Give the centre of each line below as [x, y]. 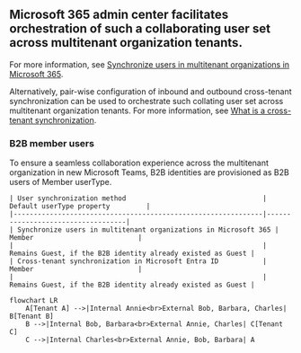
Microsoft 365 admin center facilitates [119, 15]
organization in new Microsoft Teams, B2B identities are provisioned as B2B [149, 172]
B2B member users [52, 143]
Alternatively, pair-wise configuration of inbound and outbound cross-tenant [150, 91]
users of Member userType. [61, 182]
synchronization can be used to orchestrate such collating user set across [146, 101]
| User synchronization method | [138, 199]
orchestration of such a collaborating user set [140, 29]
